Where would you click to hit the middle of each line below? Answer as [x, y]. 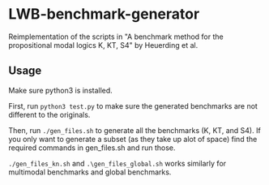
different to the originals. [49, 114]
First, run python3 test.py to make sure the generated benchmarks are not [133, 105]
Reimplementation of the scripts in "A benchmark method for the [116, 37]
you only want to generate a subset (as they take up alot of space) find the [133, 139]
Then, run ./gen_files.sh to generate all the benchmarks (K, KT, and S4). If [134, 130]
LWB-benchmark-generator [104, 14]
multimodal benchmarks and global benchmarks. [90, 172]
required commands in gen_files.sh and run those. [92, 148]
